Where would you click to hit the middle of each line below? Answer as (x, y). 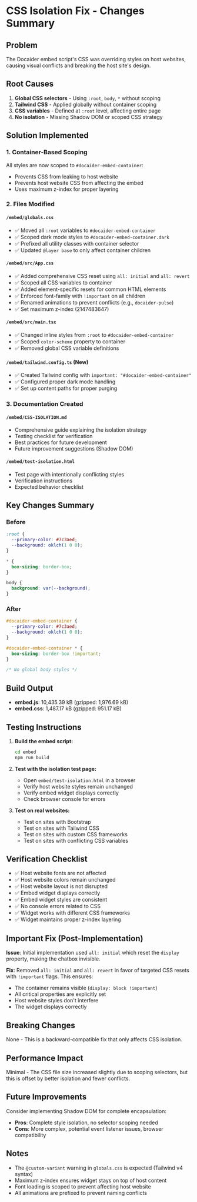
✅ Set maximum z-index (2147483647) (62, 309)
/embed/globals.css (30, 218)
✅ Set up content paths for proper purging (66, 388)
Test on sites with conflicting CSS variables (76, 840)
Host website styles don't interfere (56, 1001)
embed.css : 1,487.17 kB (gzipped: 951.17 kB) (68, 708)
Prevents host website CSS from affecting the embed (79, 183)
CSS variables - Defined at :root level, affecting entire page (88, 111)
